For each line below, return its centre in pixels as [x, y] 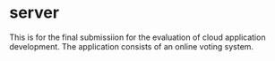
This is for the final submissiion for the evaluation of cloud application [137, 37]
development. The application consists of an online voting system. [131, 46]
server [34, 13]
